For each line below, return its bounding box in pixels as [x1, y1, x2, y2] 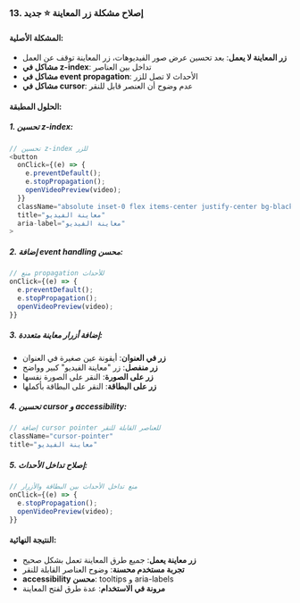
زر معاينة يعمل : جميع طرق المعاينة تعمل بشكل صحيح [21, 554, 196, 565]
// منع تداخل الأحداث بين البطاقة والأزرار [9, 482, 138, 491]
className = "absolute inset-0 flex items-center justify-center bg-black [17, 202, 294, 211]
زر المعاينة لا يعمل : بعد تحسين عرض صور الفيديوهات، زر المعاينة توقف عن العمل [21, 52, 287, 63]
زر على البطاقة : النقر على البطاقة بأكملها [21, 381, 157, 391]
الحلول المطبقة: [9, 101, 62, 112]
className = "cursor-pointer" [9, 431, 114, 441]
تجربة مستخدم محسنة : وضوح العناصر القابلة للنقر [21, 564, 185, 574]
